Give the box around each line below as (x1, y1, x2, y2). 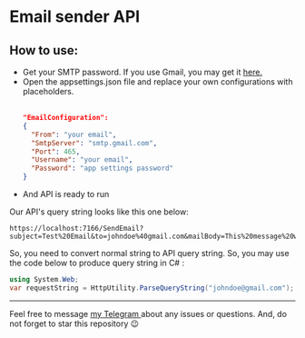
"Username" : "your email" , (31, 155, 133, 164)
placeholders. (22, 86, 74, 96)
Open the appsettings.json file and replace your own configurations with (22, 76, 293, 87)
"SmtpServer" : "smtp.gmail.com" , (31, 138, 158, 147)
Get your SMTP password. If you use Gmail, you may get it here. (22, 66, 263, 77)
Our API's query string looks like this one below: (9, 206, 189, 217)
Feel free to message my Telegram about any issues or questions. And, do (9, 308, 288, 319)
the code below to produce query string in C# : (9, 257, 184, 268)
